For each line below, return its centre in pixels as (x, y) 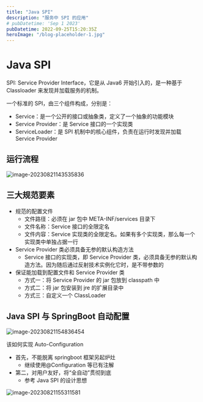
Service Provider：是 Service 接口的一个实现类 (74, 124)
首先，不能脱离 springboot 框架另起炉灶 (65, 357)
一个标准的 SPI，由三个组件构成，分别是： (60, 103)
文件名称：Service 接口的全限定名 (67, 226)
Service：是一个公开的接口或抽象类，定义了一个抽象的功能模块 (94, 116)
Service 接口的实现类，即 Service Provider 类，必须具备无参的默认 (108, 257)
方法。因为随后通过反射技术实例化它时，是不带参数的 (97, 264)
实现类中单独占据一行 (51, 242)
